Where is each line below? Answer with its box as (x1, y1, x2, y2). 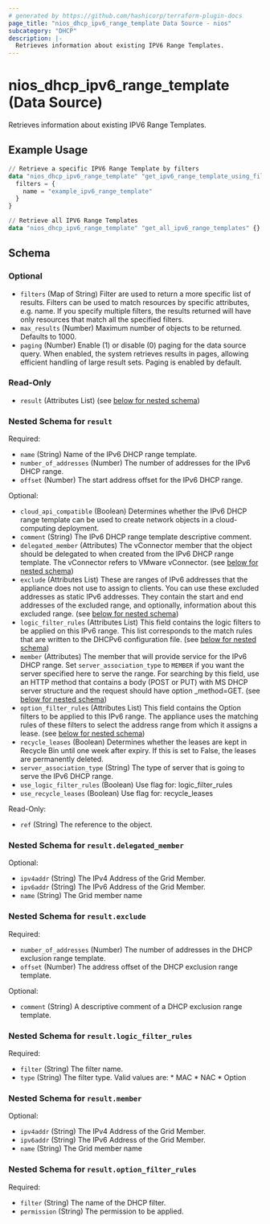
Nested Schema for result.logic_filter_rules (8, 1030, 193, 1041)
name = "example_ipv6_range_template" (22, 187, 153, 196)
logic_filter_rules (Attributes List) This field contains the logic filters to (19, 617, 261, 628)
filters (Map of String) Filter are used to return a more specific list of (19, 289, 252, 299)
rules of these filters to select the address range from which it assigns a (19, 720, 259, 730)
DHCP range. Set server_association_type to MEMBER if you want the (19, 661, 245, 670)
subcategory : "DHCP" (8, 27, 78, 35)
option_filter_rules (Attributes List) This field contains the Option (19, 703, 242, 713)
